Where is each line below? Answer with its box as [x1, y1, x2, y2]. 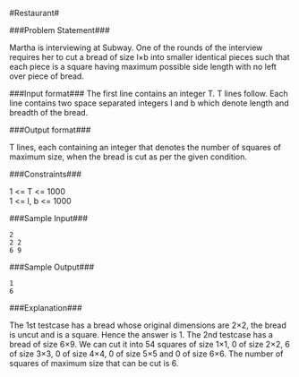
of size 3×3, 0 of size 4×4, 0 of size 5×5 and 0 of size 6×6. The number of [9, 348, 284, 359]
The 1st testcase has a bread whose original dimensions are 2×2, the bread [9, 320, 286, 330]
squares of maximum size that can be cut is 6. [9, 358, 179, 368]
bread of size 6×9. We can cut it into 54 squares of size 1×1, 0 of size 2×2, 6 [9, 339, 291, 349]
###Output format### [9, 124, 91, 135]
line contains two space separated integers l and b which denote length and [9, 98, 289, 108]
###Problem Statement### [9, 25, 110, 35]
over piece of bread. [9, 71, 85, 81]
